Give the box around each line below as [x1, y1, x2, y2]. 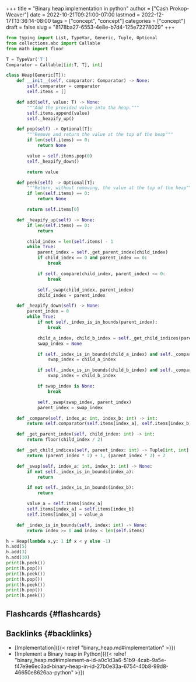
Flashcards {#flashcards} [6, 609, 101, 619]
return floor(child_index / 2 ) [27, 437, 103, 443]
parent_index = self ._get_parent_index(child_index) [37, 249, 168, 255]
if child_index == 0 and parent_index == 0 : [37, 255, 148, 261]
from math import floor [6, 46, 64, 52]
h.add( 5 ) [6, 544, 27, 550]
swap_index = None [37, 341, 82, 347]
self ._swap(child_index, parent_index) [37, 287, 134, 293]
